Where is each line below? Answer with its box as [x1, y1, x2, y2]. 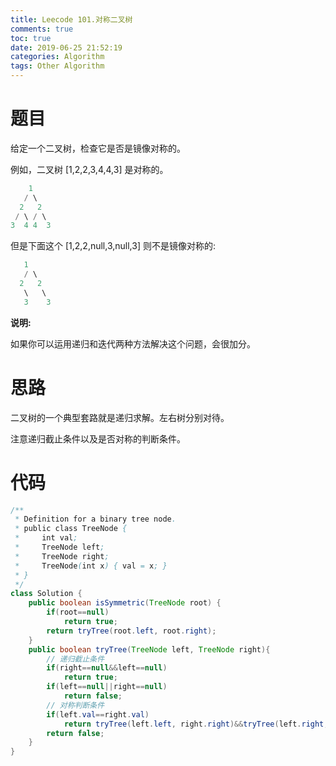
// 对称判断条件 [46, 700, 105, 710]
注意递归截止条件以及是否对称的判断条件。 [10, 432, 186, 445]
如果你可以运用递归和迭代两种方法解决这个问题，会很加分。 [10, 337, 256, 350]
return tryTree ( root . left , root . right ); [46, 626, 217, 636]
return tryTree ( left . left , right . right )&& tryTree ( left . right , [63, 719, 329, 729]
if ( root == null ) [46, 607, 110, 618]
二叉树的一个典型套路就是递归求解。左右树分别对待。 [10, 411, 230, 423]
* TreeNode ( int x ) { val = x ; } [14, 561, 168, 571]
